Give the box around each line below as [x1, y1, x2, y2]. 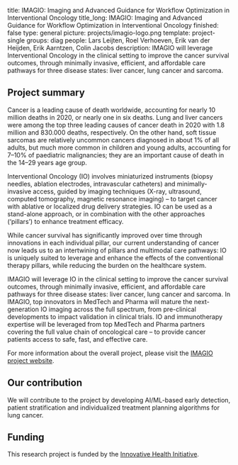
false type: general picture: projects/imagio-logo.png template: [7, 28, 191, 37]
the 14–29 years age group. [7, 158, 87, 167]
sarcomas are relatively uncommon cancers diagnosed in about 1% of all [7, 135, 220, 144]
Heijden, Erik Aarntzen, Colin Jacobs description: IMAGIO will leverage [7, 44, 213, 52]
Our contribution [7, 377, 83, 389]
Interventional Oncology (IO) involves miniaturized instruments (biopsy [7, 172, 214, 180]
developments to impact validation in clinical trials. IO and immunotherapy [7, 312, 223, 321]
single [7, 36, 25, 45]
